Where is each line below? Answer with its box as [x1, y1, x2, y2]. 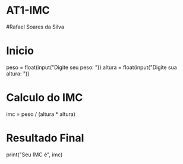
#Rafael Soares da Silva [6, 23, 64, 30]
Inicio [6, 44, 34, 58]
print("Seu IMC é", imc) [6, 151, 63, 158]
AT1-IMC [6, 4, 50, 17]
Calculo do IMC [6, 91, 83, 105]
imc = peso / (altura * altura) [6, 111, 76, 118]
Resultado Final [6, 131, 84, 144]
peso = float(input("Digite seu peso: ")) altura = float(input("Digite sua [6, 64, 177, 71]
